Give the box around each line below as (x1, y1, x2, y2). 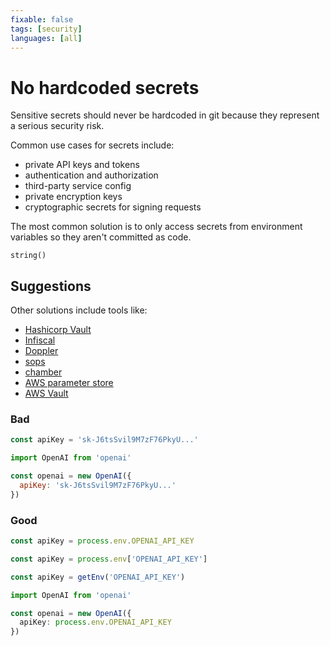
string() (10, 251, 47, 261)
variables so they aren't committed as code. (10, 231, 192, 243)
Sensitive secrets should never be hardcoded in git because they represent (10, 109, 320, 121)
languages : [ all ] (10, 33, 83, 43)
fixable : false (10, 14, 74, 25)
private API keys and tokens (24, 159, 140, 171)
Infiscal (24, 334, 56, 346)
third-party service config (24, 180, 132, 192)
